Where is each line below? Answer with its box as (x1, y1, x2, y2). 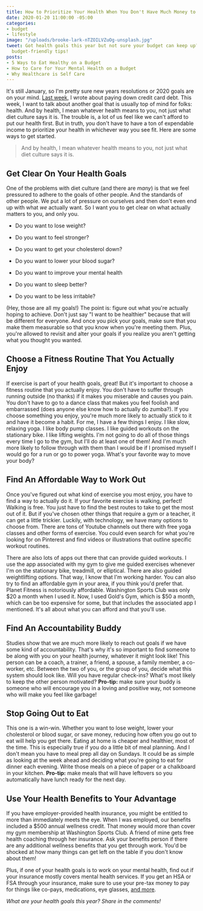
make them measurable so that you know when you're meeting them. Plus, (6, 324, 192, 331)
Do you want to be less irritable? (14, 292, 95, 300)
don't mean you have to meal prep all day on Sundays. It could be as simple (6, 750, 195, 758)
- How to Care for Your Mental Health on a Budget (6, 65, 137, 72)
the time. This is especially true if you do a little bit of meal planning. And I (6, 744, 190, 751)
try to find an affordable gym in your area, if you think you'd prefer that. (6, 580, 184, 587)
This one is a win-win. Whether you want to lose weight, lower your (6, 724, 174, 731)
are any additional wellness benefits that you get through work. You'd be (6, 842, 187, 849)
